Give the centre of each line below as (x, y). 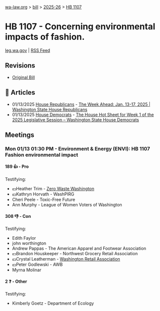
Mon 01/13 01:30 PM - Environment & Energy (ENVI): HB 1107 (78, 148)
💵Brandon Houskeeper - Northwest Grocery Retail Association (75, 254)
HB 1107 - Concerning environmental (80, 27)
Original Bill (24, 77)
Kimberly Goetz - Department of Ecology (53, 303)
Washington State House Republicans (50, 109)
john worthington (29, 243)
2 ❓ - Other (16, 281)
